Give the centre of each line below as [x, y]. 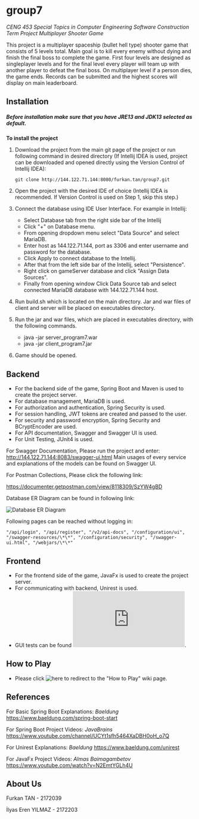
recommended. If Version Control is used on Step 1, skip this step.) [97, 197]
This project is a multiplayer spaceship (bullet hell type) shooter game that [97, 45]
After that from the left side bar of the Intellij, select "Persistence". [105, 265]
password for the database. [57, 252]
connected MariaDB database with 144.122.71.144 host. [91, 290]
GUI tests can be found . [100, 645]
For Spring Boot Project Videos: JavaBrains [60, 729]
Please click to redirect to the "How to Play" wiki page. [91, 678]
